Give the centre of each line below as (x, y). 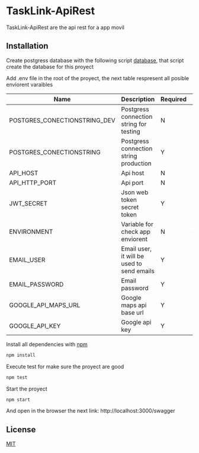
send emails (138, 271)
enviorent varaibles (30, 84)
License (21, 430)
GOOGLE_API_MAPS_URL (45, 305)
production (137, 163)
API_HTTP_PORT (33, 182)
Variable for (137, 224)
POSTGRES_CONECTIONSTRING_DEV (62, 120)
